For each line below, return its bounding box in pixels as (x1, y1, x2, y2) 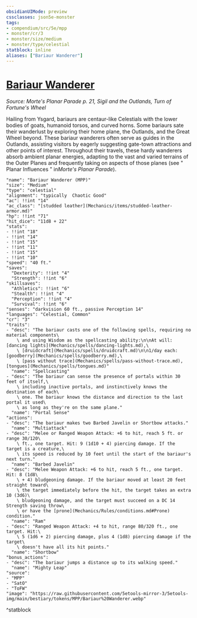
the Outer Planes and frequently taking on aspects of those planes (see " (6, 159, 183, 166)
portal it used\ (6, 399, 46, 405)
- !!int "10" (6, 255, 38, 261)
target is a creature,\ (6, 445, 65, 452)
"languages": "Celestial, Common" (6, 311, 91, 317)
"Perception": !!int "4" (11, 296, 73, 302)
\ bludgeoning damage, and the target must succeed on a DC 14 (17, 497, 176, 503)
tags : (6, 19, 19, 25)
